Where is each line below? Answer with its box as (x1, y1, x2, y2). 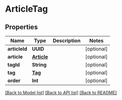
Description (53, 38, 81, 44)
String (32, 61, 47, 68)
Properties (5, 23, 38, 31)
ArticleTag (5, 3, 48, 15)
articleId (7, 45, 28, 52)
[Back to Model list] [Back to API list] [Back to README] (5, 90, 117, 96)
